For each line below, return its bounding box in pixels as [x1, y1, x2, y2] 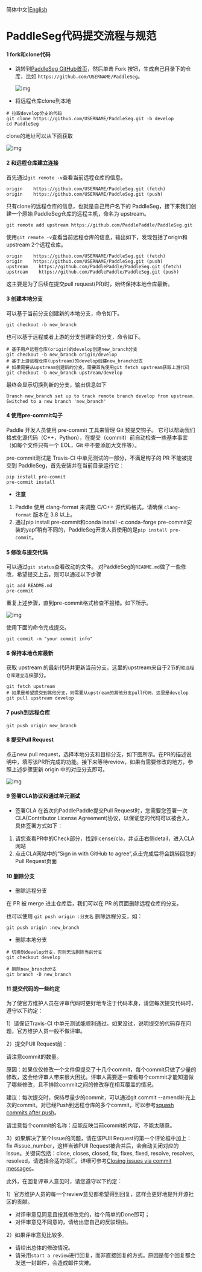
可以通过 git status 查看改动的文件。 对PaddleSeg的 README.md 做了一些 [6, 563, 181, 570]
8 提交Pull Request [6, 736, 54, 744]
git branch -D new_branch [6, 972, 71, 978]
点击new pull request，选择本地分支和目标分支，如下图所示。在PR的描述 [6, 750, 187, 757]
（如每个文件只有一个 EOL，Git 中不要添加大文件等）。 [6, 442, 140, 449]
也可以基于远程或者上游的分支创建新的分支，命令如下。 [6, 333, 144, 340]
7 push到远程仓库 [6, 709, 50, 716]
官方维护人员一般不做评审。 [16, 1027, 86, 1035]
